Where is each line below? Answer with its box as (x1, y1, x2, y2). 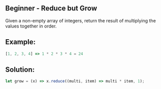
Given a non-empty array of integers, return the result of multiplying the (5, 17, 156, 23)
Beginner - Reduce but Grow (5, 4, 97, 13)
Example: (5, 38, 36, 46)
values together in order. (5, 23, 57, 29)
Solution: (5, 65, 35, 74)
